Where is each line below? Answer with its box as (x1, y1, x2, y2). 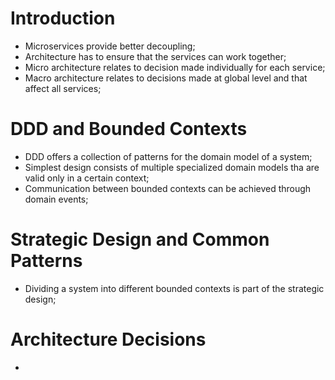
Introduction (10, 7, 116, 30)
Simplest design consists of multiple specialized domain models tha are (24, 161, 320, 173)
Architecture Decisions (10, 328, 207, 351)
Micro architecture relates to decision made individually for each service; (24, 61, 326, 73)
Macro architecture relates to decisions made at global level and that (24, 72, 308, 84)
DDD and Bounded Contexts (10, 118, 248, 141)
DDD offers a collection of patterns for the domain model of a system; (24, 150, 313, 162)
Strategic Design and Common (10, 228, 270, 251)
